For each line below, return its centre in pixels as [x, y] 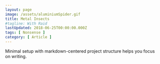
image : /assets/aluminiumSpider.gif [43, 14]
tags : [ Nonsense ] [25, 32]
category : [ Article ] [28, 37]
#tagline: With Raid [26, 23]
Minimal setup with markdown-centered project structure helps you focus [80, 51]
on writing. [16, 56]
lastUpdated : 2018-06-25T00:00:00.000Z [46, 28]
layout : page [19, 10]
